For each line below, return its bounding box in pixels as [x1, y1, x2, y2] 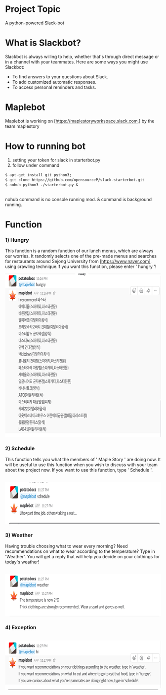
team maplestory [5, 123, 40, 129]
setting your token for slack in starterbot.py [12, 157, 101, 163]
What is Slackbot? [5, 37, 82, 49]
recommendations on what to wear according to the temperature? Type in [5, 548, 156, 554]
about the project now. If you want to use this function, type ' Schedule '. [5, 467, 153, 473]
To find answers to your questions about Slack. [12, 73, 109, 80]
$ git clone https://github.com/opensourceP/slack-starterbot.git [5, 177, 145, 182]
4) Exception [5, 624, 37, 631]
